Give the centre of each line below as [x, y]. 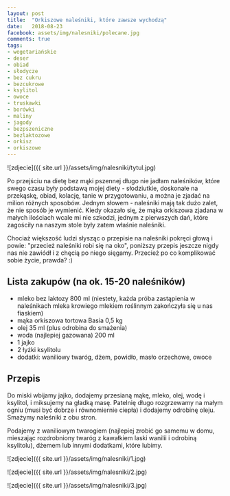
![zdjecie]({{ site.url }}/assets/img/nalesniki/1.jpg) [77, 458]
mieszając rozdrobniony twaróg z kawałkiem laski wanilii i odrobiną [102, 437]
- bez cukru [24, 77]
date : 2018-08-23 [35, 26]
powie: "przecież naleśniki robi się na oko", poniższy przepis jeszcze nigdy [113, 246]
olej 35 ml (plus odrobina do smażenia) [72, 327]
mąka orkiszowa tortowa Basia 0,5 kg [70, 320]
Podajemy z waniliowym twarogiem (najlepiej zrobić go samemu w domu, [111, 431]
